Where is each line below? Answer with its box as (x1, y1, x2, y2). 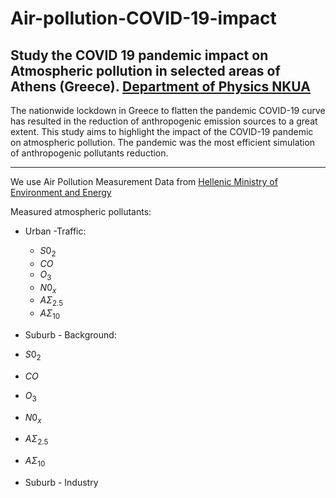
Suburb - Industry (24, 476, 99, 488)
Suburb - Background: (24, 328, 117, 341)
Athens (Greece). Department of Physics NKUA (10, 78, 311, 95)
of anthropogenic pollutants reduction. (10, 147, 169, 159)
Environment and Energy (10, 187, 112, 198)
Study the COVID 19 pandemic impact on (10, 47, 269, 64)
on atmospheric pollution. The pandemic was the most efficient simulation (10, 137, 316, 148)
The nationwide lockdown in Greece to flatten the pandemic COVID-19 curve (10, 105, 326, 116)
